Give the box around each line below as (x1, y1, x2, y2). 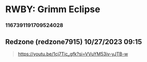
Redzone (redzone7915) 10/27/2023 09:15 (5, 37, 142, 46)
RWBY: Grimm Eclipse (5, 4, 101, 15)
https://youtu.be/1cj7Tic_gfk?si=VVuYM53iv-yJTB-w (17, 51, 129, 57)
